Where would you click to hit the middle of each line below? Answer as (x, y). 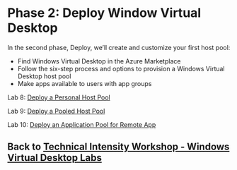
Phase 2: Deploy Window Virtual (104, 13)
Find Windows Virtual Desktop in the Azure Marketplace (99, 61)
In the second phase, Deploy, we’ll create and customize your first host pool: (119, 47)
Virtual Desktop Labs (55, 158)
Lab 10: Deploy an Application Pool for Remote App (82, 124)
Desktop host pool (44, 76)
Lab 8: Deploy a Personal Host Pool (59, 97)
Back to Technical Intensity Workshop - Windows (118, 147)
